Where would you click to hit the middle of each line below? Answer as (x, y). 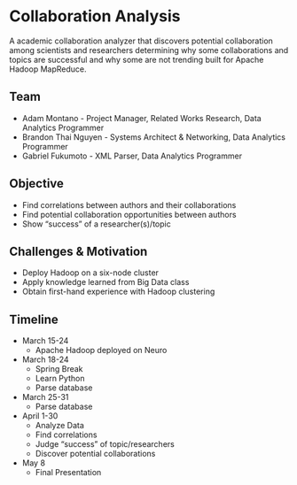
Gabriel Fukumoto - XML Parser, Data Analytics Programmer (132, 156)
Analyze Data (59, 426)
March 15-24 (45, 341)
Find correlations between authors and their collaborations (129, 204)
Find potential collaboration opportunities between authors (129, 214)
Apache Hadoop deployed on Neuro (101, 350)
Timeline (34, 319)
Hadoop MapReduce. (48, 69)
